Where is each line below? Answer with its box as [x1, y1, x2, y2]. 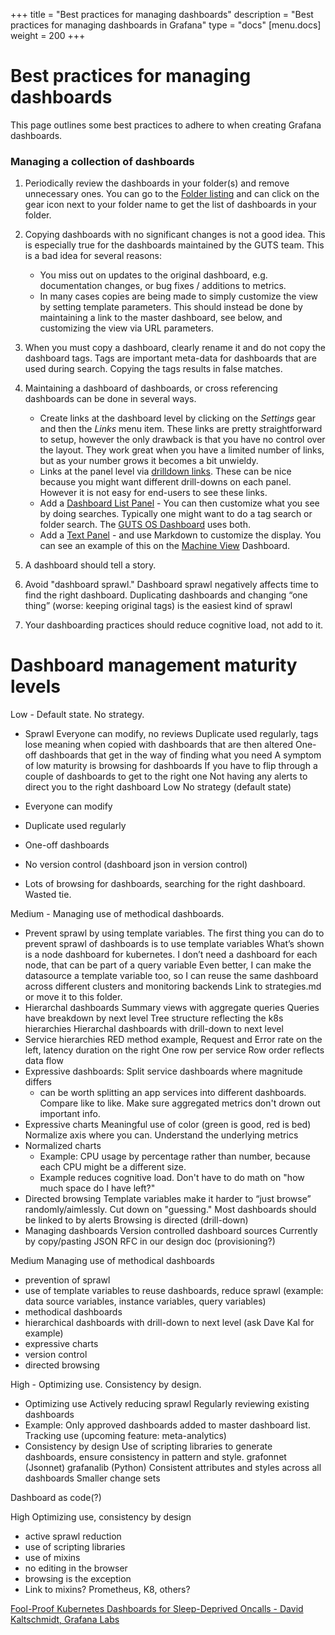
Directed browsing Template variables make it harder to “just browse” [24, 1193, 312, 1205]
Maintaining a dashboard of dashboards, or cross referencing [24, 382, 278, 394]
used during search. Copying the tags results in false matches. [24, 363, 283, 375]
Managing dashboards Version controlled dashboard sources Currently [24, 1225, 318, 1237]
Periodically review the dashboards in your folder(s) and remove [24, 177, 290, 189]
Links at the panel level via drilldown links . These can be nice [39, 465, 292, 478]
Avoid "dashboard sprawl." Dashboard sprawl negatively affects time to [24, 579, 319, 591]
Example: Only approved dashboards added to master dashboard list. [24, 1419, 311, 1431]
